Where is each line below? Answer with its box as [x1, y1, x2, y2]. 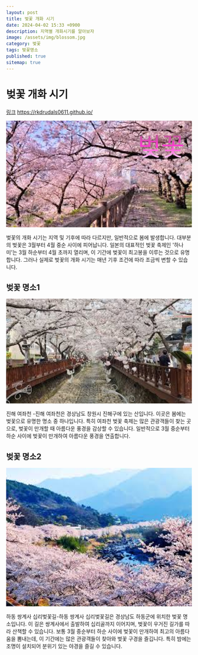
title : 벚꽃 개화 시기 [6, 15, 55, 22]
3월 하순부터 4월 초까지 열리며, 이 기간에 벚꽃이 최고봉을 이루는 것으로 [18, 249, 179, 256]
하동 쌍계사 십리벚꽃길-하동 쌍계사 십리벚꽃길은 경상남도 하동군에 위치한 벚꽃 [6, 613, 181, 620]
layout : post [6, 9, 38, 15]
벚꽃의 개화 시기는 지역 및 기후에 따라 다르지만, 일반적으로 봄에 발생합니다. [6, 234, 176, 241]
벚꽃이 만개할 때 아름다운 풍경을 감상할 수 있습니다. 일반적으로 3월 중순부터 [18, 425, 190, 432]
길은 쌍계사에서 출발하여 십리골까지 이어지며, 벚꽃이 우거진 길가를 [34, 620, 184, 627]
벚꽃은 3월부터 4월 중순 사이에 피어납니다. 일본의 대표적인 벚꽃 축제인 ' [12, 241, 174, 248]
